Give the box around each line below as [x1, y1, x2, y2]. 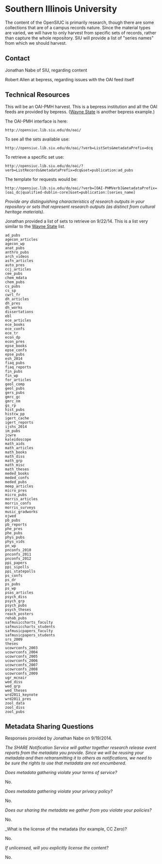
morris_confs [5, 501, 32, 506]
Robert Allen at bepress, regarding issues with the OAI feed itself [5, 76, 134, 82]
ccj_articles [5, 266, 32, 272]
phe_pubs [5, 530, 23, 535]
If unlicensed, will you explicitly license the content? [5, 845, 109, 851]
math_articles [5, 445, 34, 450]
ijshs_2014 [5, 424, 27, 429]
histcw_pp [5, 411, 25, 416]
